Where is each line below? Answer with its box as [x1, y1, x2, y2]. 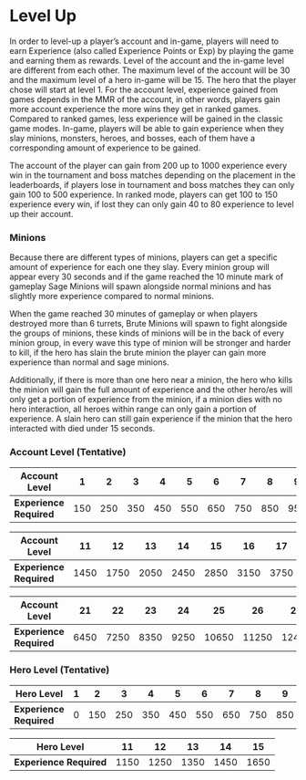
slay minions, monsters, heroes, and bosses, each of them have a [9, 132, 256, 143]
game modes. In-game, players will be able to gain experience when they [9, 122, 285, 133]
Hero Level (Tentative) [9, 663, 110, 676]
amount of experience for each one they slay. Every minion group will [9, 262, 270, 273]
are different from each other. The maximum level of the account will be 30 [9, 65, 291, 76]
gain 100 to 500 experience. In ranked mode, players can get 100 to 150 [9, 189, 278, 200]
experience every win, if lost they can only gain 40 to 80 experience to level [9, 198, 294, 210]
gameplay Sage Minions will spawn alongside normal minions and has [9, 281, 271, 292]
